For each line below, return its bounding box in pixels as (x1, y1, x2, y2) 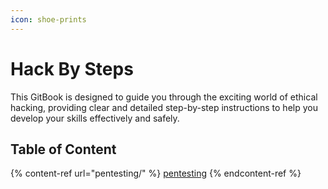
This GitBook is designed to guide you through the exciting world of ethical (10, 91, 318, 103)
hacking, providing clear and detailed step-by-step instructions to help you (10, 101, 318, 113)
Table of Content (10, 141, 117, 158)
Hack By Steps (10, 57, 134, 80)
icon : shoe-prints (10, 14, 87, 25)
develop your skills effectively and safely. (10, 112, 180, 124)
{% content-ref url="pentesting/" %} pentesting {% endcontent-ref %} (10, 167, 302, 180)
